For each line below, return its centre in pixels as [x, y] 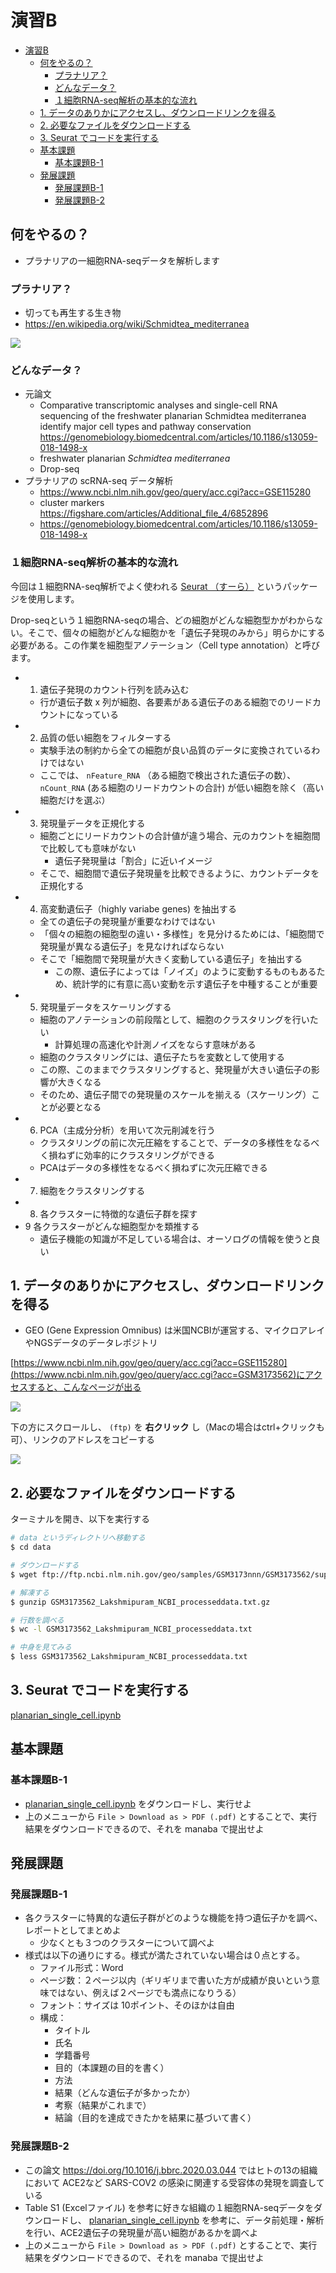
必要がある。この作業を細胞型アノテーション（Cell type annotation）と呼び [165, 645]
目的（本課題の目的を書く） [112, 2068]
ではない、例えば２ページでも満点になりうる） [145, 1993]
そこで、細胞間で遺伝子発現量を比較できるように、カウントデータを [179, 873]
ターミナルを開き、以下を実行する [80, 1519]
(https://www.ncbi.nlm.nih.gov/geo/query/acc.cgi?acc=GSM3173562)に [158, 1375]
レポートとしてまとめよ [73, 1930]
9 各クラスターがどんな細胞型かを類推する [112, 1226]
